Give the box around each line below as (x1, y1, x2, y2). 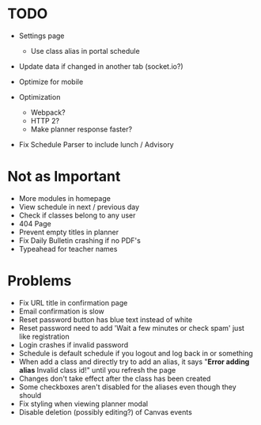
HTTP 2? (30, 116, 60, 125)
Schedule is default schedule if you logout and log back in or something (18, 348, 254, 358)
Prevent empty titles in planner (18, 227, 119, 237)
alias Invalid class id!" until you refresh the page (18, 365, 176, 374)
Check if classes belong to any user (18, 211, 136, 220)
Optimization (18, 92, 61, 101)
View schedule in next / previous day (18, 202, 140, 211)
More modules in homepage (18, 193, 112, 203)
